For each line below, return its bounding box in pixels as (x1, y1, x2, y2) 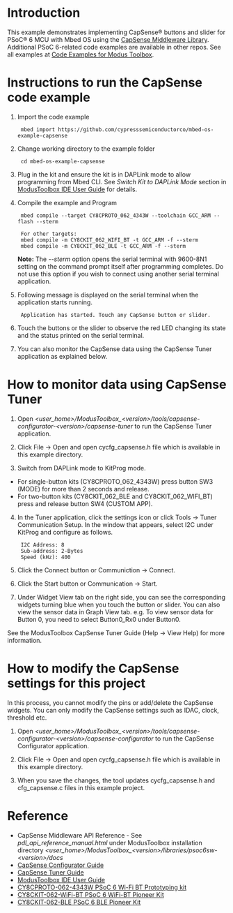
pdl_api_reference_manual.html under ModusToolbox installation (17, 838, 203, 847)
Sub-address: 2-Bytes (20, 547, 83, 554)
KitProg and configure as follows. (17, 528, 113, 536)
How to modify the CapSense (7, 661, 179, 676)
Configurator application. (17, 741, 89, 750)
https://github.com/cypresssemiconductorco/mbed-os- (58, 126, 214, 133)
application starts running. (17, 298, 93, 306)
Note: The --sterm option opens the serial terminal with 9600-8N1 (17, 255, 207, 263)
